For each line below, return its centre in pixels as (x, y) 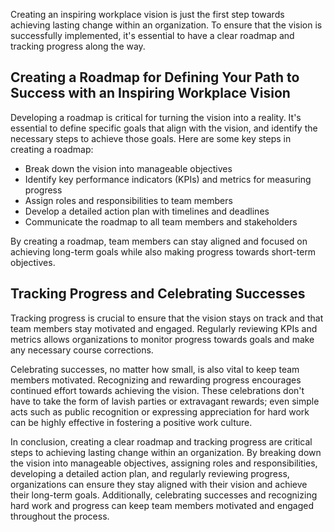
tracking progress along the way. (78, 46)
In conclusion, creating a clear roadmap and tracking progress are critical (161, 441)
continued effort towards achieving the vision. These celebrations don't (157, 390)
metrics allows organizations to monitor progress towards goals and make (162, 339)
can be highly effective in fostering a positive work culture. (131, 422)
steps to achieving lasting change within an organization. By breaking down (166, 452)
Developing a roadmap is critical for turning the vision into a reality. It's (156, 117)
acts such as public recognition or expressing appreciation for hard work (160, 411)
